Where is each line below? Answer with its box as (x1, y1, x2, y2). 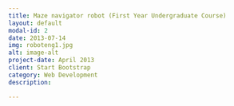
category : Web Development (8, 71, 98, 79)
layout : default (8, 19, 62, 27)
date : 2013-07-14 (8, 33, 66, 42)
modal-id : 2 (8, 26, 48, 34)
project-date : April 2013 (8, 57, 94, 65)
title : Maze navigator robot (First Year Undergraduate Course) (8, 11, 227, 20)
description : (8, 78, 52, 86)
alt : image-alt (8, 49, 59, 57)
